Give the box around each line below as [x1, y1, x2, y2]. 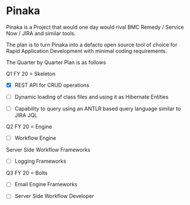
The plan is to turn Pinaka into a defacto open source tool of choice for [6, 41, 178, 48]
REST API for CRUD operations [14, 81, 89, 89]
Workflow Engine [14, 135, 56, 142]
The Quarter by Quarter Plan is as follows [6, 59, 106, 66]
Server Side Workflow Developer [14, 193, 94, 200]
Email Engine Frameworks [14, 181, 78, 188]
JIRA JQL [14, 112, 38, 119]
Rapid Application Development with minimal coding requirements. [6, 47, 168, 54]
